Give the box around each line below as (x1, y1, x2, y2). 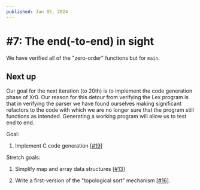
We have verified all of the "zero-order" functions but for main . (6, 54, 160, 62)
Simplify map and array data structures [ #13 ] (14, 166, 126, 173)
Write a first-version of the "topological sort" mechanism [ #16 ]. (14, 177, 171, 184)
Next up (6, 71, 37, 81)
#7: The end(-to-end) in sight (6, 34, 154, 48)
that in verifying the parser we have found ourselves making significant (6, 100, 181, 108)
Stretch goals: (6, 154, 41, 161)
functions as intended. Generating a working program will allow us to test (6, 113, 187, 120)
